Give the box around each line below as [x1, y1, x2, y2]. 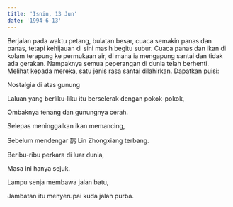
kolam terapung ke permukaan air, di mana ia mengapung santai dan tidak [7, 51, 223, 60]
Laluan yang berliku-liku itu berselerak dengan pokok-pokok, [7, 94, 185, 103]
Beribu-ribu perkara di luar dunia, [7, 150, 105, 159]
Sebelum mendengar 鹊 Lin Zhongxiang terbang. [7, 136, 150, 145]
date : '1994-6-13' [7, 17, 62, 24]
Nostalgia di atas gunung [7, 80, 80, 89]
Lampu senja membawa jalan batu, [7, 178, 109, 186]
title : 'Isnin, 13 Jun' [7, 10, 78, 18]
